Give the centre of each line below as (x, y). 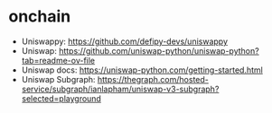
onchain (40, 17)
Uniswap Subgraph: (58, 79)
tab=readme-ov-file (58, 60)
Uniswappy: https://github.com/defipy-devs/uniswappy (124, 41)
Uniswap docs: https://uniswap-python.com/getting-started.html (142, 70)
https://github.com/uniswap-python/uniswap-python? (159, 50)
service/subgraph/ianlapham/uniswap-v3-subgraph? (120, 89)
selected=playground (61, 98)
